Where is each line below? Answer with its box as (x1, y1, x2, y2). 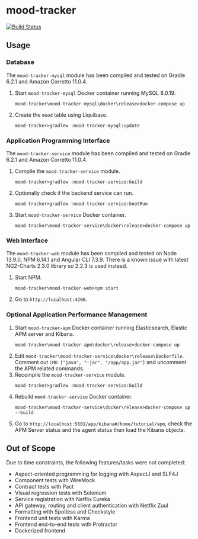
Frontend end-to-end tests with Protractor (14, 521, 118, 528)
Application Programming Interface (6, 136, 110, 145)
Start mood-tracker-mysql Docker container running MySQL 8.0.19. (14, 89, 176, 97)
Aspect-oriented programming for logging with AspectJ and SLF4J (14, 470, 178, 477)
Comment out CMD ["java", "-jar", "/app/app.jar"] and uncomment (14, 358, 187, 365)
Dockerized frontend (14, 527, 66, 534)
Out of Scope (6, 443, 56, 453)
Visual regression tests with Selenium (14, 489, 107, 496)
